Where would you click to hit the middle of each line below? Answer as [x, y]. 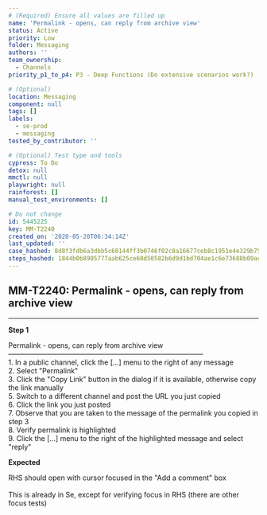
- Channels [33, 68]
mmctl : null [28, 178]
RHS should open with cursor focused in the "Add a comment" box [117, 478]
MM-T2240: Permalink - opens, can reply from [126, 291]
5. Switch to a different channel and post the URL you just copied [114, 396]
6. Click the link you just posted [60, 404]
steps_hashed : [32, 259]
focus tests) [28, 503]
